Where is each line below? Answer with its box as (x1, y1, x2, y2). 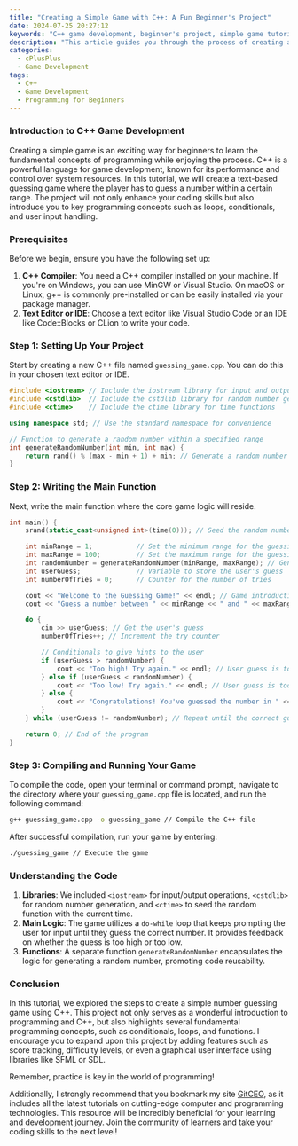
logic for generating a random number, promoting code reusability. (21, 955, 266, 967)
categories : (9, 46, 53, 55)
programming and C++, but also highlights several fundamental (9, 1016, 241, 1027)
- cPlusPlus (17, 54, 62, 63)
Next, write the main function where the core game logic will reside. (9, 500, 256, 511)
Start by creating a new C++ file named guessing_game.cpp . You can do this (9, 360, 284, 371)
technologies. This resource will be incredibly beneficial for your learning (9, 1108, 276, 1119)
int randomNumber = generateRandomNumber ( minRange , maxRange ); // (25, 559, 276, 568)
